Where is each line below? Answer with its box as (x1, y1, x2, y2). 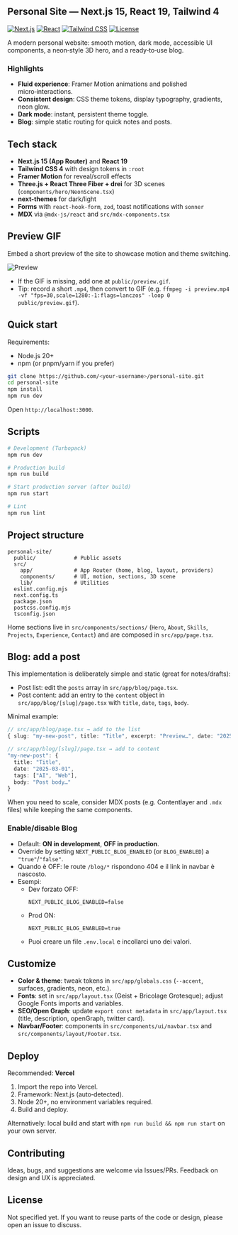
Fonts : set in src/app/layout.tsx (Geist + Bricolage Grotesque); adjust (17, 991, 223, 1001)
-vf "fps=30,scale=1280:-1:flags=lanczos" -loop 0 (17, 291, 171, 299)
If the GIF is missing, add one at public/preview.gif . (17, 276, 171, 285)
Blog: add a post (7, 651, 81, 663)
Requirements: (7, 338, 50, 346)
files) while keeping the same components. (7, 806, 133, 814)
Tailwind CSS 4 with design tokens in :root (17, 164, 145, 173)
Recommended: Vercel (7, 1069, 75, 1077)
